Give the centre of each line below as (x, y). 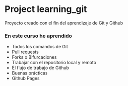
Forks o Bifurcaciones (34, 57)
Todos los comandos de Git (40, 47)
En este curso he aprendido (38, 36)
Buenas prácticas (30, 73)
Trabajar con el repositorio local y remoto (54, 63)
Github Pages (26, 79)
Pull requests (25, 52)
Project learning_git (46, 9)
